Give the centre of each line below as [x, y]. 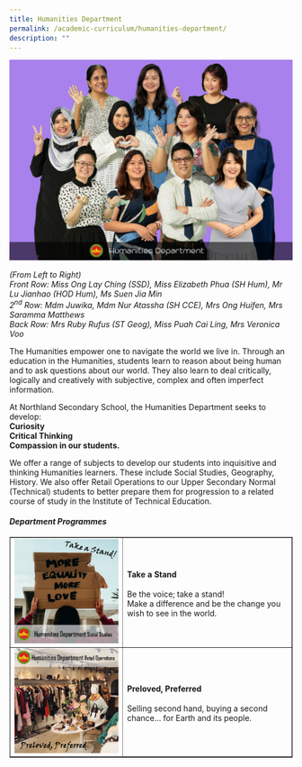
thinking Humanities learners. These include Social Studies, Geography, [142, 472]
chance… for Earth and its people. [189, 718]
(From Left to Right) [45, 275]
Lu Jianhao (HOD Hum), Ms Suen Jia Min [86, 294]
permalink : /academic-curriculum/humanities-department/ [118, 28]
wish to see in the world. [172, 614]
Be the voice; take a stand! [176, 594]
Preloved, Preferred [164, 689]
